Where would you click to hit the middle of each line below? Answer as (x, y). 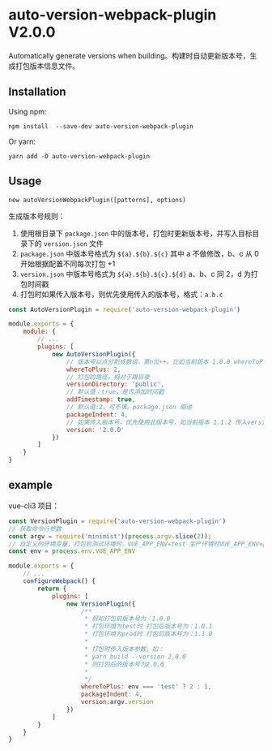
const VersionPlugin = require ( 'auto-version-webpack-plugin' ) (117, 521)
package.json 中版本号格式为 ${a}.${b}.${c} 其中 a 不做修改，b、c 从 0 (139, 253)
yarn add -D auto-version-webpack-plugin (79, 156)
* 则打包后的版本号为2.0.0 (124, 664)
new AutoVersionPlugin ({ (93, 354)
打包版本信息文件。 (47, 66)
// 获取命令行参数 (35, 529)
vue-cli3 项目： (34, 506)
